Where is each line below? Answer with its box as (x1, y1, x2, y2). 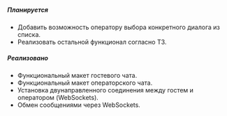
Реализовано (7, 53, 49, 62)
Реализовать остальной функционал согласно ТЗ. (17, 38, 167, 46)
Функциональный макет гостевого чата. (17, 71, 138, 79)
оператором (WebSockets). (17, 93, 99, 101)
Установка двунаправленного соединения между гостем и (17, 85, 194, 94)
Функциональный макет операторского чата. (17, 78, 153, 87)
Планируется (7, 6, 49, 14)
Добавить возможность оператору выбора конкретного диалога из (17, 23, 220, 31)
